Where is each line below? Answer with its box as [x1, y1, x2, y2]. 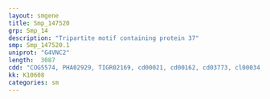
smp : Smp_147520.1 [8, 42, 70, 49]
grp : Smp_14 [8, 26, 48, 34]
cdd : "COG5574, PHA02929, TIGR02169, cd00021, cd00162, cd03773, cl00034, [8, 64, 264, 72]
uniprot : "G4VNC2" [8, 49, 70, 57]
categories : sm [8, 78, 59, 86]
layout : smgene [8, 11, 59, 20]
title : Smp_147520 [8, 19, 70, 27]
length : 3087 [8, 57, 56, 65]
